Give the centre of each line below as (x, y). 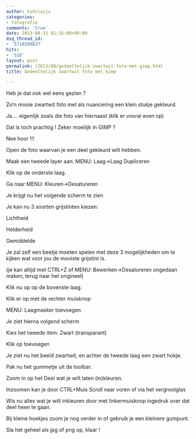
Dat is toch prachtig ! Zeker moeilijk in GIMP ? (61, 127)
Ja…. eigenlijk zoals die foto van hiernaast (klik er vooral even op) (85, 116)
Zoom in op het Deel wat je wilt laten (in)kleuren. (64, 378)
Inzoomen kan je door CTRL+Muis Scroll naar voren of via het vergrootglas (96, 390)
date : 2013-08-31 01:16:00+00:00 (47, 33)
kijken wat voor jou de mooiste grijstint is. (56, 258)
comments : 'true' (27, 28)
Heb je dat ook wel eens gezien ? (46, 93)
